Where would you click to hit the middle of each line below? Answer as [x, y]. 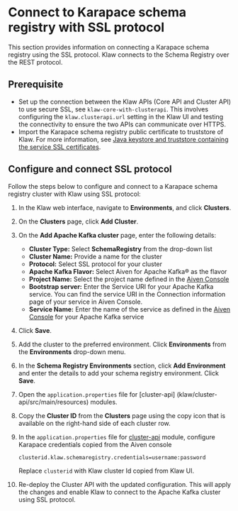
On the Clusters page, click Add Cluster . [78, 221]
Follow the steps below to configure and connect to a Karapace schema [113, 186]
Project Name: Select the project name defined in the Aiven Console [129, 279]
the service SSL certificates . [59, 147]
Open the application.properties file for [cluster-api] [97, 394]
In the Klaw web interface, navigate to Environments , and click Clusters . [125, 207]
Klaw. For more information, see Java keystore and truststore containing [123, 139]
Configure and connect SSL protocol [90, 169]
